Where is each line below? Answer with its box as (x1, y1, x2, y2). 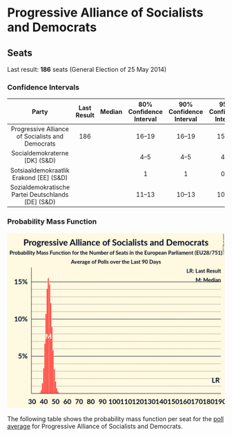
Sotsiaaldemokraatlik (10, 166, 70, 174)
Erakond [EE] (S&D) (12, 173, 68, 182)
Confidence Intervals (7, 82, 79, 92)
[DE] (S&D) (23, 197, 56, 206)
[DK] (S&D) (23, 157, 57, 165)
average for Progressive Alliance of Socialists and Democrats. (7, 423, 183, 431)
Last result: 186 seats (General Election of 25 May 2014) (7, 66, 167, 73)
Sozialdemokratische (10, 183, 70, 191)
